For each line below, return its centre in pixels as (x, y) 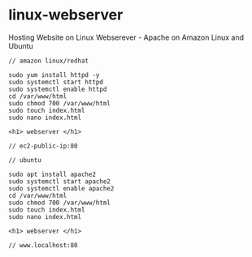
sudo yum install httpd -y (54, 75)
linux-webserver (66, 15)
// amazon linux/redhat (49, 61)
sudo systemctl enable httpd (58, 89)
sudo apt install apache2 (52, 174)
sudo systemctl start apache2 (60, 181)
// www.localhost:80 (43, 245)
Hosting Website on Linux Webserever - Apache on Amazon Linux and (126, 37)
